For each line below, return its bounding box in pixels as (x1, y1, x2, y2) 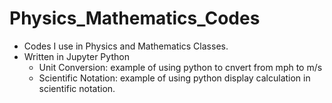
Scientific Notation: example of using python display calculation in (38, 72, 311, 84)
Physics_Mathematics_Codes (9, 7, 261, 30)
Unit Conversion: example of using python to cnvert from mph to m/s (38, 61, 323, 73)
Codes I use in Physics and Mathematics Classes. (23, 40, 229, 52)
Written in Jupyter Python (23, 50, 130, 62)
